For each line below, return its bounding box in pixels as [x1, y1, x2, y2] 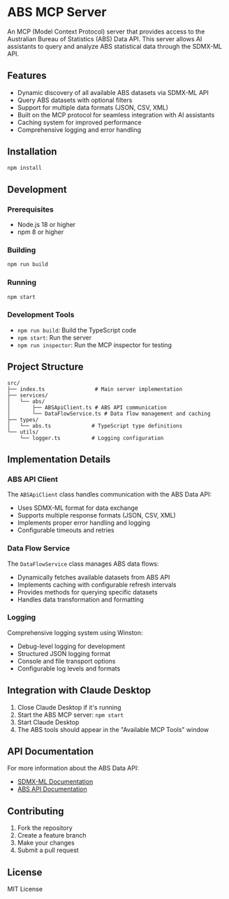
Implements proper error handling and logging [17, 518, 151, 527]
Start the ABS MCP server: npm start [17, 710, 124, 719]
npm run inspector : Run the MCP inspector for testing [17, 340, 172, 349]
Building [7, 245, 36, 255]
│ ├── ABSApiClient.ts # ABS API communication [7, 404, 168, 411]
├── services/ [7, 392, 49, 399]
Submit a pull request [17, 846, 79, 854]
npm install [7, 164, 42, 171]
